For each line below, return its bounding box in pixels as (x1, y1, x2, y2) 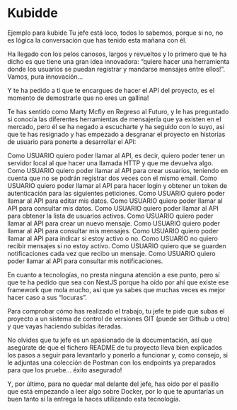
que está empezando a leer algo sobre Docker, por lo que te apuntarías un (7, 387, 224, 395)
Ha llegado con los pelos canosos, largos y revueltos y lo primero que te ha (7, 50, 227, 58)
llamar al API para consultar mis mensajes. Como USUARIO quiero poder (7, 226, 219, 235)
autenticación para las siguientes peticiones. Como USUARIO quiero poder (7, 189, 225, 197)
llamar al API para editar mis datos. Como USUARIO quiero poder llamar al (7, 196, 223, 205)
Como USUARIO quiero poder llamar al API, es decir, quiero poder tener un (7, 151, 225, 160)
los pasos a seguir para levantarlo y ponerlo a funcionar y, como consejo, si (7, 350, 229, 359)
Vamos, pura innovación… (7, 72, 83, 81)
